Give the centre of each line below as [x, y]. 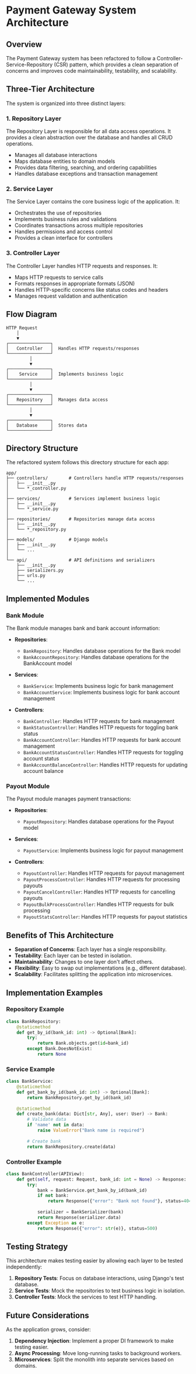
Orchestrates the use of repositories [58, 213]
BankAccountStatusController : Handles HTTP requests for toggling [103, 752]
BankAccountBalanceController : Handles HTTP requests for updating [105, 765]
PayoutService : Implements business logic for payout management [103, 851]
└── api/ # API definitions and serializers [81, 560]
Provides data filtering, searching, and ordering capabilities [85, 168]
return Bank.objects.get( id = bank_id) [83, 1044]
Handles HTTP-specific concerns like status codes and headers [91, 289]
